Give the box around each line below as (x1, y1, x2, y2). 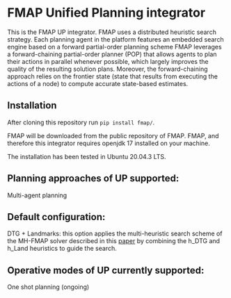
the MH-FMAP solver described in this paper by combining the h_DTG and (7, 237, 221, 245)
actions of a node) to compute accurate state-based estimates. (7, 79, 189, 88)
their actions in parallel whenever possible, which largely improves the (7, 57, 209, 65)
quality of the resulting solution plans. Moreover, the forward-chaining (7, 65, 208, 73)
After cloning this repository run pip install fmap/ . (7, 118, 155, 126)
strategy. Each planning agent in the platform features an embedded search (7, 35, 224, 43)
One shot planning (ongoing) (7, 283, 90, 291)
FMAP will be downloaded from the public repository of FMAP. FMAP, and (7, 131, 219, 140)
